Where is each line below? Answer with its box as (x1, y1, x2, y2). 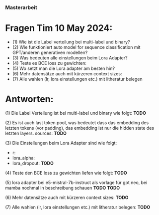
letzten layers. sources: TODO (5, 130, 67, 136)
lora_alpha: (12, 155, 35, 161)
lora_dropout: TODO (12, 160, 54, 166)
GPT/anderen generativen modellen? (12, 49, 88, 55)
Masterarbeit (5, 4, 37, 11)
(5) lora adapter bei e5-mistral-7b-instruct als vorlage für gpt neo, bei (5, 179, 148, 186)
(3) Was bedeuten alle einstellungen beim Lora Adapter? (12, 54, 128, 61)
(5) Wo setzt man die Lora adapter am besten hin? (12, 65, 115, 71)
